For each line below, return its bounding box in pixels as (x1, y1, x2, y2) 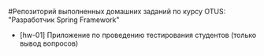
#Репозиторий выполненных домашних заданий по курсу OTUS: (8, 7, 226, 16)
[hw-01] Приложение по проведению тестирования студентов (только (19, 31, 257, 39)
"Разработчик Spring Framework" (8, 15, 120, 24)
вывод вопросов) (19, 39, 79, 48)
